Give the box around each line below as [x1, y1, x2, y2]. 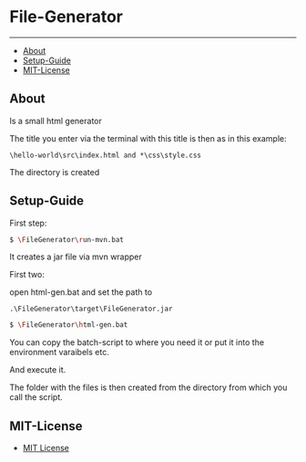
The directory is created [9, 166, 100, 177]
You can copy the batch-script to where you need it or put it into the [9, 337, 265, 348]
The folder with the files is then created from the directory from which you [9, 382, 288, 394]
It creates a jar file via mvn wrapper [9, 251, 143, 262]
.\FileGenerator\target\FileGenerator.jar [9, 304, 173, 314]
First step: [9, 217, 47, 228]
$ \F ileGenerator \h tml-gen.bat [9, 320, 128, 330]
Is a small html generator [9, 115, 102, 126]
